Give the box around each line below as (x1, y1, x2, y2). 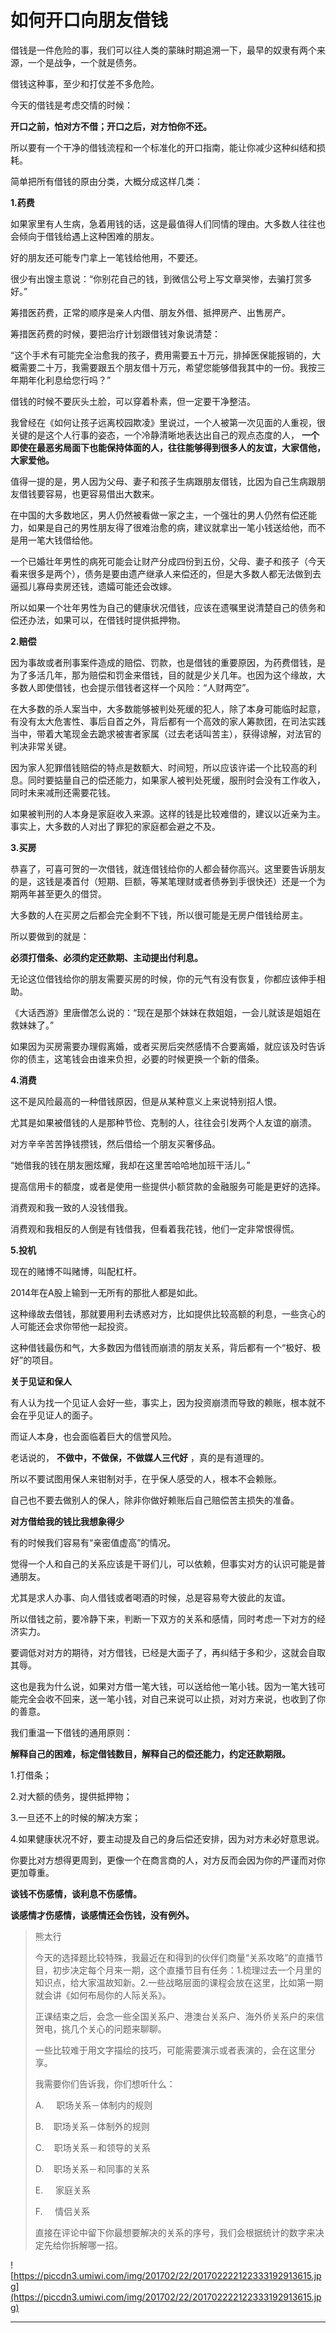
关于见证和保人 (10, 1375, 72, 1387)
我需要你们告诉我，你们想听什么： (34, 2077, 176, 2090)
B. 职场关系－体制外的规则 (34, 2120, 150, 2132)
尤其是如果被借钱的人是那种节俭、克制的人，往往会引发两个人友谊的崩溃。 (10, 1116, 317, 1128)
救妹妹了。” (10, 1019, 55, 1031)
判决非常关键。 (10, 740, 72, 752)
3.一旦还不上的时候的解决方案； (10, 1811, 142, 1823)
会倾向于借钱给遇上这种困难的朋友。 (10, 230, 160, 242)
